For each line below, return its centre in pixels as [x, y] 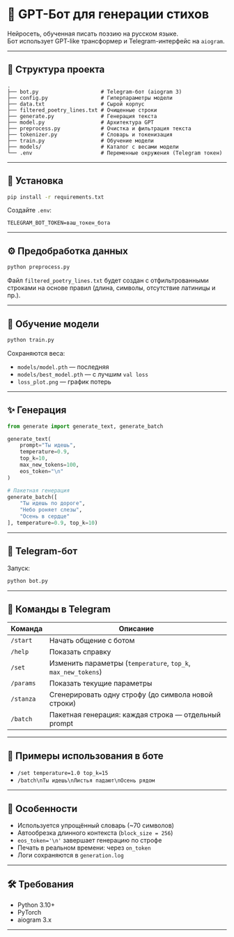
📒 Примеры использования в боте [85, 756]
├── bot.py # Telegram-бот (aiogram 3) [95, 92]
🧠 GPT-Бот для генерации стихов [108, 14]
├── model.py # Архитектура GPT [81, 122]
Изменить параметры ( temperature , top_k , [120, 663]
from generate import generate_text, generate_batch [85, 426]
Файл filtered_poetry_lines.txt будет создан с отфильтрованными [108, 281]
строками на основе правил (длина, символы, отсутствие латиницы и [111, 288]
